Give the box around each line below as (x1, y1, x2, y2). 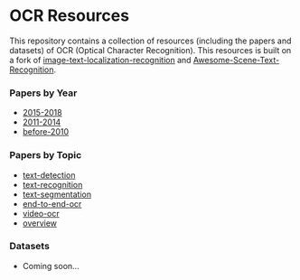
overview (22, 218, 57, 229)
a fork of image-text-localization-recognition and (9, 54, 192, 65)
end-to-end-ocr (22, 198, 82, 209)
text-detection (22, 169, 76, 181)
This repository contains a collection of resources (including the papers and (9, 35, 292, 46)
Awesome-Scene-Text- (192, 54, 280, 65)
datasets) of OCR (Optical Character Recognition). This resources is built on (9, 44, 292, 55)
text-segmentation (22, 189, 92, 200)
